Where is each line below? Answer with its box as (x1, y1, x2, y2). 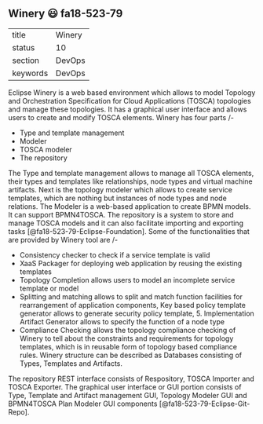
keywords (12, 68, 49, 79)
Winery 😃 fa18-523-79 (8, 7, 123, 20)
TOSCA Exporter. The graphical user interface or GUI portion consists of (8, 382, 242, 392)
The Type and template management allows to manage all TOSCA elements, (8, 168, 254, 177)
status (12, 42, 35, 53)
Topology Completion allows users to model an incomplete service (19, 275, 236, 284)
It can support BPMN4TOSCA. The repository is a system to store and (8, 210, 234, 219)
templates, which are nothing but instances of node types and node (8, 193, 228, 203)
